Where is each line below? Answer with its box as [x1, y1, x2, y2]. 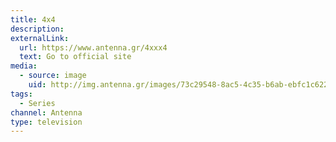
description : [10, 24, 65, 34]
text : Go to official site [19, 52, 132, 62]
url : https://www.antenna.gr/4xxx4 [19, 42, 168, 53]
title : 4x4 [10, 14, 56, 25]
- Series [19, 98, 56, 108]
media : [10, 61, 38, 71]
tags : [10, 89, 33, 99]
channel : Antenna [10, 107, 83, 118]
